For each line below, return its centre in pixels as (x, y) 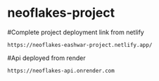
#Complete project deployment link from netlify (76, 32)
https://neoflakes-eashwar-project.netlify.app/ (80, 45)
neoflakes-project (61, 13)
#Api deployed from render (46, 58)
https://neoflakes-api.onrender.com (61, 71)
